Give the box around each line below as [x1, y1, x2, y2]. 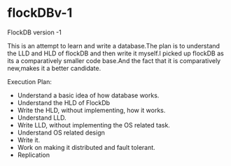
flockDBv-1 [7, 5, 73, 21]
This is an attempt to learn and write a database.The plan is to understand [7, 41, 220, 50]
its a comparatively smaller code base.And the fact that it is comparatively [7, 56, 221, 64]
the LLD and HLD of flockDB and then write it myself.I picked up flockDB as [7, 49, 224, 57]
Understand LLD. [17, 113, 66, 122]
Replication [17, 151, 50, 159]
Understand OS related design [17, 128, 105, 137]
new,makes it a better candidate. [7, 64, 101, 72]
